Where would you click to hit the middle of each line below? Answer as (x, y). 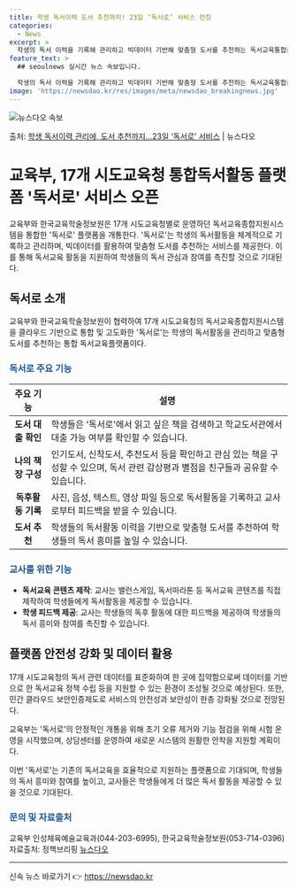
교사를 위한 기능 (41, 569)
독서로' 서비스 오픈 (95, 197)
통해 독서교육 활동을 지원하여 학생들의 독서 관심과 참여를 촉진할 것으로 (138, 257)
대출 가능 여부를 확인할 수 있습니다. (119, 437)
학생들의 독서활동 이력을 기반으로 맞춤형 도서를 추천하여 (160, 527)
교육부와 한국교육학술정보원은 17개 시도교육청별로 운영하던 (110, 223)
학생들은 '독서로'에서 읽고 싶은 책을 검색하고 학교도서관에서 (167, 424)
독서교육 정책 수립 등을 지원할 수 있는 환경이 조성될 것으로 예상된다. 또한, (160, 688)
